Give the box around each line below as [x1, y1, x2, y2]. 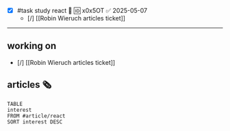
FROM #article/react [7, 113, 66, 119]
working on [7, 40, 57, 52]
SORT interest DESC [7, 118, 63, 126]
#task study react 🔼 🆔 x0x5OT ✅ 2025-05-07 [16, 7, 148, 14]
